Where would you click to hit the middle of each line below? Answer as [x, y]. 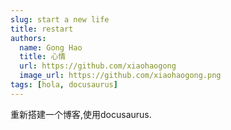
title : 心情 [43, 57]
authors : [28, 38]
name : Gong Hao [51, 47]
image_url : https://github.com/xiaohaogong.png [120, 76]
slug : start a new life [60, 19]
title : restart [42, 29]
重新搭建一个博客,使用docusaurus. [81, 114]
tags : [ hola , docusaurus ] [64, 85]
